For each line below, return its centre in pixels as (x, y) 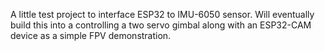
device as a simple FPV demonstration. (91, 35)
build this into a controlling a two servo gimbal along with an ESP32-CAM (161, 25)
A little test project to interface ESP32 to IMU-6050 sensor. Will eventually (162, 14)
